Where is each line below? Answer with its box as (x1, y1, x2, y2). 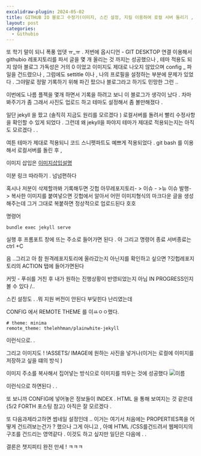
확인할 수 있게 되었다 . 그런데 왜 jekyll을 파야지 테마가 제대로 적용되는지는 (12, 119, 184, 126)
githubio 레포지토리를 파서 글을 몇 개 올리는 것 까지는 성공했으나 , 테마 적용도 (6, 56, 186, 63)
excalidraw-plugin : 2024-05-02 (6, 8, 85, 15)
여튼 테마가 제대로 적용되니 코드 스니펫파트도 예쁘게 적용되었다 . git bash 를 (6, 139, 183, 146)
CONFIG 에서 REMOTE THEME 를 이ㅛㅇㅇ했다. (6, 308, 119, 316)
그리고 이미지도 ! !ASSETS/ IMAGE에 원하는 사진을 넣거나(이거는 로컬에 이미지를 (6, 349, 194, 357)
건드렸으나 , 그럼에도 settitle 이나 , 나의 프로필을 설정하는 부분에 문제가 (17, 71, 183, 78)
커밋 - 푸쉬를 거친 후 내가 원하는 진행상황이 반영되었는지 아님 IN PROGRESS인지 (6, 275, 194, 283)
